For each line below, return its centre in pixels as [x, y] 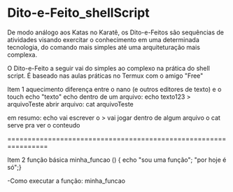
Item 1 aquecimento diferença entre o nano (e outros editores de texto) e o [114, 89]
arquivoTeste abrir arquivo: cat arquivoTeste [71, 104]
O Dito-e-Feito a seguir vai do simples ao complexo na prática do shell [108, 68]
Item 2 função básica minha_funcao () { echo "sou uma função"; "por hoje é [117, 160]
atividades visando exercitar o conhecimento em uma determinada [103, 39]
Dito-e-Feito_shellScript [79, 13]
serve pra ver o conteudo [44, 125]
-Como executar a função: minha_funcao [66, 181]
